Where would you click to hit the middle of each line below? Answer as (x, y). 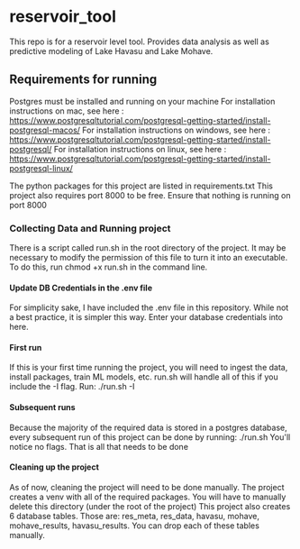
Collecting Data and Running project (90, 228)
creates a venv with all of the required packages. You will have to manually (148, 497)
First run (26, 347)
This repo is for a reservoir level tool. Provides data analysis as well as (140, 41)
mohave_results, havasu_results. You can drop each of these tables (134, 526)
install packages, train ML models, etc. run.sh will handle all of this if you (144, 377)
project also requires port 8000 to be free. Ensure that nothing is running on (150, 195)
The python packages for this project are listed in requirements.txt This (141, 186)
